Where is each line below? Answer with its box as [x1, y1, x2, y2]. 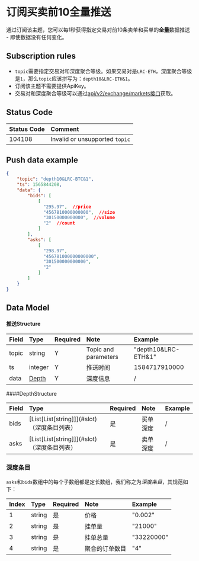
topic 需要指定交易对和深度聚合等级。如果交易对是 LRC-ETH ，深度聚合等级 [14, 68, 192, 75]
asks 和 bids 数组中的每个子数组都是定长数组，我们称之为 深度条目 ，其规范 [6, 478, 184, 485]
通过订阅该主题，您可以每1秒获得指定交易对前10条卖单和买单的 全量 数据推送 [6, 26, 191, 33]
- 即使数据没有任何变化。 [6, 33, 68, 40]
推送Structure [6, 320, 41, 327]
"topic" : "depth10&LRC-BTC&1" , [17, 176, 94, 182]
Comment [50, 125, 79, 133]
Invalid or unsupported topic [50, 134, 130, 143]
